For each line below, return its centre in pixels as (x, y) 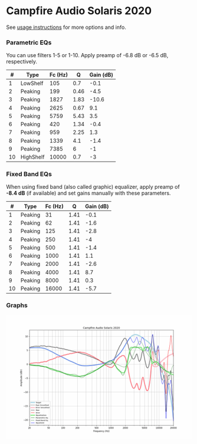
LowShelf (32, 83)
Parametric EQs (29, 42)
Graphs (17, 305)
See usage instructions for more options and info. (66, 27)
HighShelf (32, 157)
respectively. (22, 62)
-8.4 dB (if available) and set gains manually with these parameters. (88, 193)
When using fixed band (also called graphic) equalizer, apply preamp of (93, 187)
